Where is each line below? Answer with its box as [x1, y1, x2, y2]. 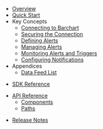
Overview [11, 5, 36, 12]
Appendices [11, 62, 42, 70]
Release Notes [11, 116, 48, 124]
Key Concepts [11, 18, 47, 25]
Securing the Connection [20, 31, 83, 38]
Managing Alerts [20, 43, 62, 50]
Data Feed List [20, 69, 57, 76]
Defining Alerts [20, 37, 58, 44]
